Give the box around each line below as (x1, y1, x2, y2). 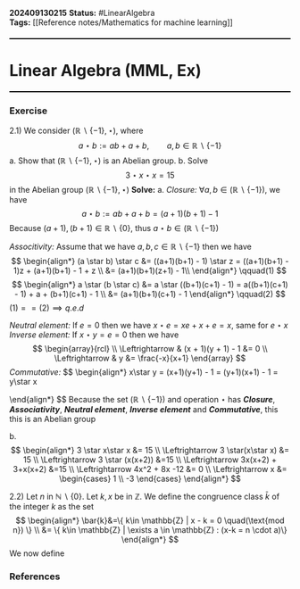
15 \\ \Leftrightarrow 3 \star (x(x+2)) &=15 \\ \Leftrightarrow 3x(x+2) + (23, 454, 277, 465)
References (9, 570, 61, 583)
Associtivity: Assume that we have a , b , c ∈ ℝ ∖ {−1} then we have (9, 241, 252, 253)
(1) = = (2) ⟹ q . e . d (9, 303, 85, 313)
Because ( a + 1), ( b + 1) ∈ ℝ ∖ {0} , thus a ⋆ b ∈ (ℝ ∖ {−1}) (9, 223, 220, 234)
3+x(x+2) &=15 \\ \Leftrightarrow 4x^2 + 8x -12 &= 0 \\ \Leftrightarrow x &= (12, 464, 287, 475)
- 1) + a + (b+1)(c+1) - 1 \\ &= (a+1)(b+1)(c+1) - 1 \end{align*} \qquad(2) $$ (14, 289, 286, 300)
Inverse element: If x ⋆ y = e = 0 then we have (9, 329, 179, 340)
